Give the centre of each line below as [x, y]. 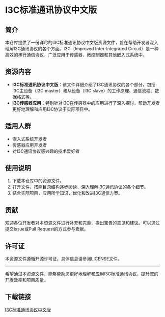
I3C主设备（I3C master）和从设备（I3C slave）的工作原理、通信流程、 [83, 90]
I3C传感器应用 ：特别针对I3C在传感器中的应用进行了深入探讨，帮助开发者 [86, 103]
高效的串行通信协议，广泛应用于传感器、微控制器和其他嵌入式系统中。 [76, 55]
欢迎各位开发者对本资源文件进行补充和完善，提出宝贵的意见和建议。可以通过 [82, 223]
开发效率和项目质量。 [27, 280]
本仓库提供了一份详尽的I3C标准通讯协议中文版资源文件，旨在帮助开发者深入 [82, 43]
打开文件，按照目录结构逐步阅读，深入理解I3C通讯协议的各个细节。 [80, 187]
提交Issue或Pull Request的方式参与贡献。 [47, 229]
